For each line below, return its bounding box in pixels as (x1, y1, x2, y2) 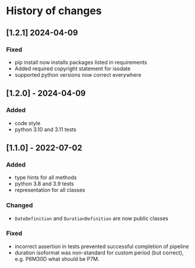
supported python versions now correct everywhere (14, 71, 141, 78)
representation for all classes (14, 187, 85, 194)
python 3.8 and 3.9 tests (14, 180, 74, 187)
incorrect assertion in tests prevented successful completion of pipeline (14, 243, 190, 250)
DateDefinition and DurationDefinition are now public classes (14, 214, 168, 222)
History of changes (6, 4, 102, 18)
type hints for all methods (14, 174, 77, 181)
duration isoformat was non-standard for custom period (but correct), (14, 249, 184, 256)
